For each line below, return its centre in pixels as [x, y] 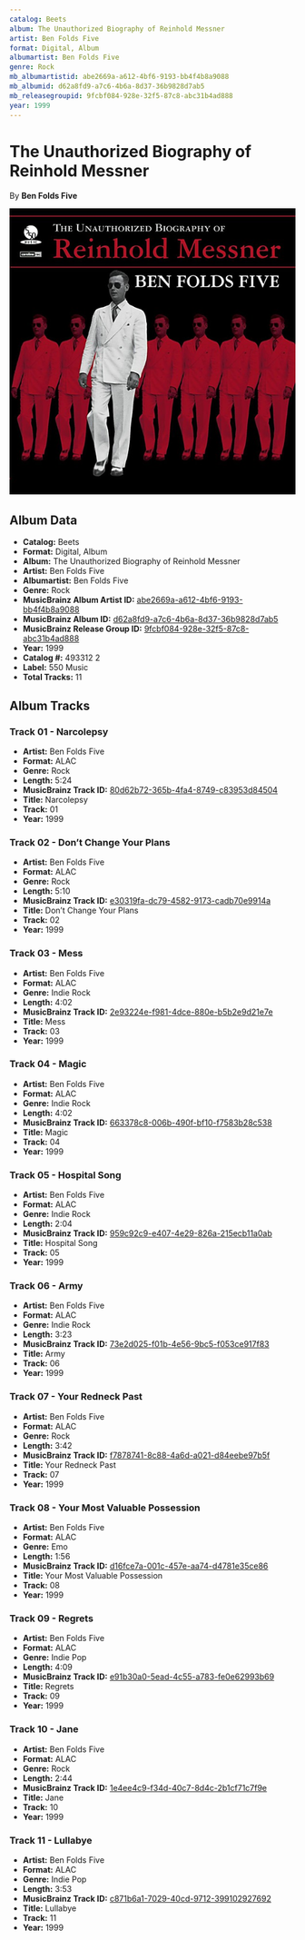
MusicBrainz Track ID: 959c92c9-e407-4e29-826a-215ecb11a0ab [147, 1233]
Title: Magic [45, 1132]
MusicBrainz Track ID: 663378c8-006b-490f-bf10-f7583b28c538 [147, 1123]
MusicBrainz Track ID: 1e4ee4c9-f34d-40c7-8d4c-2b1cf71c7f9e [145, 1787]
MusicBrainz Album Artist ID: [79, 600]
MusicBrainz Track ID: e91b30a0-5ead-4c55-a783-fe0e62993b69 [148, 1677]
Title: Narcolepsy [55, 799]
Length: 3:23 [47, 1334]
